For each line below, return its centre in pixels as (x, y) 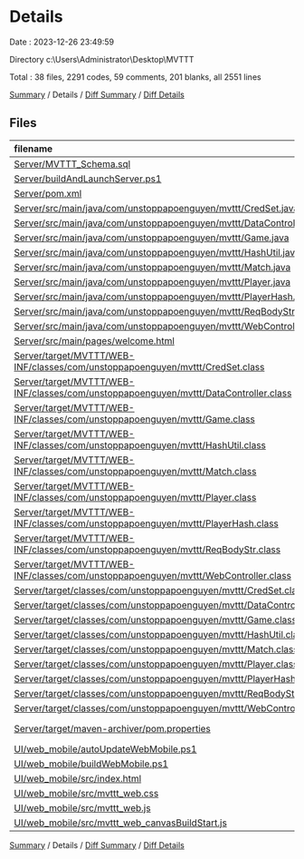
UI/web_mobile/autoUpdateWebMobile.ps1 (105, 748)
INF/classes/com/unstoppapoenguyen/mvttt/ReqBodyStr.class (147, 549)
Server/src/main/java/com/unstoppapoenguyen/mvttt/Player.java (152, 281)
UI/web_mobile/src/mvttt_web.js (82, 807)
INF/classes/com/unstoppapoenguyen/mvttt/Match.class (135, 471)
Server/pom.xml (48, 193)
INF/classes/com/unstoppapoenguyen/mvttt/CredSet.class (139, 366)
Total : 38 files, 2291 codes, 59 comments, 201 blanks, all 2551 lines (135, 77)
